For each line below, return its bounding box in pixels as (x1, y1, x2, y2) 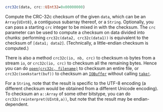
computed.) (5, 45, 29, 51)
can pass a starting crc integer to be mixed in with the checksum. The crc (5, 24, 156, 30)
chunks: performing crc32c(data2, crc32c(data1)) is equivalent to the (5, 35, 149, 41)
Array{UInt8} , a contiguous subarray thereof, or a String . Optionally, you (5, 19, 154, 25)
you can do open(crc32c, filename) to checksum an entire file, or (5, 65, 139, 71)
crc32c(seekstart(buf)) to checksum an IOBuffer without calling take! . (5, 70, 152, 76)
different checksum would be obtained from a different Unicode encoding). (5, 85, 159, 91)
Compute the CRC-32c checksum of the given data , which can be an (5, 13, 146, 19)
